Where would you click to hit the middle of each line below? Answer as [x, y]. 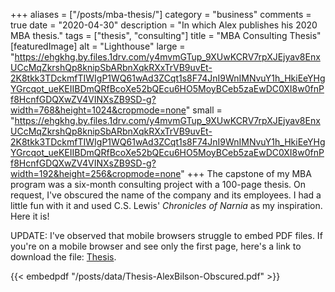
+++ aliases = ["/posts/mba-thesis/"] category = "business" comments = [161, 14]
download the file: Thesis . [63, 257]
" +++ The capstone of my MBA [246, 173]
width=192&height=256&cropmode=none [96, 173]
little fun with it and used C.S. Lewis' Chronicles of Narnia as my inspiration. [166, 205]
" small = [204, 110]
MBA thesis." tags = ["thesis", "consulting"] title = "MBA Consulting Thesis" [166, 35]
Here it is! [30, 216]
